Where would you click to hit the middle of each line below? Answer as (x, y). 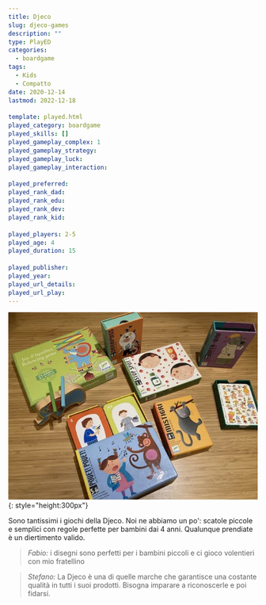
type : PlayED (30, 42)
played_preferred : (38, 184)
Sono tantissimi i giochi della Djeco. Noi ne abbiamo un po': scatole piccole (131, 520)
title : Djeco (30, 17)
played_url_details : (42, 284)
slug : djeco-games (38, 25)
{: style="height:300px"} (48, 505)
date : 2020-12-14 (37, 92)
